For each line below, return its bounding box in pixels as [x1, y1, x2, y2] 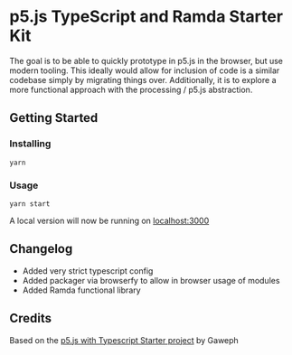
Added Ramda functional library [22, 285, 142, 295]
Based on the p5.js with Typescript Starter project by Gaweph [9, 334, 240, 345]
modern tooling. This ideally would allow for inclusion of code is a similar [9, 65, 280, 76]
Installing [9, 137, 52, 150]
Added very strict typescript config [22, 265, 154, 276]
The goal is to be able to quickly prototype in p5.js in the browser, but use [9, 55, 283, 66]
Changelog [9, 241, 73, 257]
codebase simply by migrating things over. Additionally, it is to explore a [9, 74, 278, 85]
